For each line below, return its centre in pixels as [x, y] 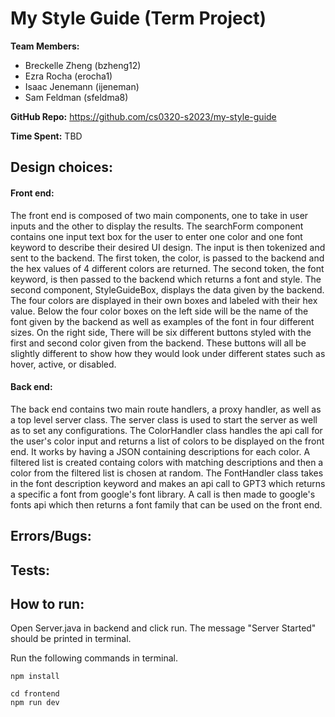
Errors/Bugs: [51, 536]
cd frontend [35, 694]
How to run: [47, 603]
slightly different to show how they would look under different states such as [168, 353]
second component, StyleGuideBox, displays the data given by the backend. [167, 289]
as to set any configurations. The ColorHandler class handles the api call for [166, 430]
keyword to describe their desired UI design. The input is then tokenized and [168, 247]
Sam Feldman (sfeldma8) [76, 97]
